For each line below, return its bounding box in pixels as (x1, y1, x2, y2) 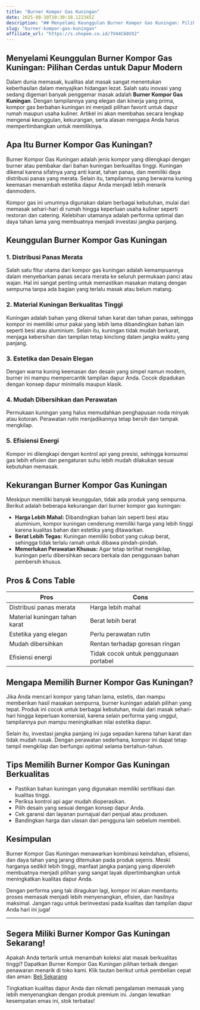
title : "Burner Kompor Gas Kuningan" (6, 8, 100, 15)
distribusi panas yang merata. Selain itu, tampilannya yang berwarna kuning (6, 174, 192, 182)
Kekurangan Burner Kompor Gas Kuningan (6, 480, 168, 490)
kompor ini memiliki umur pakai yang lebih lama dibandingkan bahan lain (6, 320, 185, 328)
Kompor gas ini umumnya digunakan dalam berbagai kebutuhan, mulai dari (6, 199, 190, 206)
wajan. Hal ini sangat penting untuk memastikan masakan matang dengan (6, 279, 187, 286)
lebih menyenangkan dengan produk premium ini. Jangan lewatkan (6, 991, 171, 998)
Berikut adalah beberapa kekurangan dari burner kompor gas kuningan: (6, 502, 182, 509)
